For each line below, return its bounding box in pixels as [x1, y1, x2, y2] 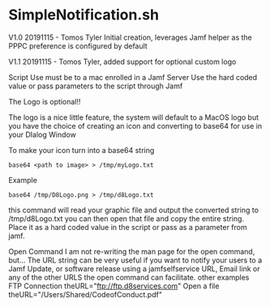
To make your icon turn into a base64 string [8, 145, 155, 155]
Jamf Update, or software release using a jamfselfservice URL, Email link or [8, 263, 260, 273]
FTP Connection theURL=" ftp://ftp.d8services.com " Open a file [8, 281, 220, 291]
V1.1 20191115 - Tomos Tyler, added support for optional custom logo [8, 57, 237, 66]
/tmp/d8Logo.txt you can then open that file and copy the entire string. [8, 213, 245, 224]
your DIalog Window [8, 130, 77, 139]
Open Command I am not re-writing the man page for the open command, [8, 246, 255, 256]
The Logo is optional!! [8, 96, 81, 106]
